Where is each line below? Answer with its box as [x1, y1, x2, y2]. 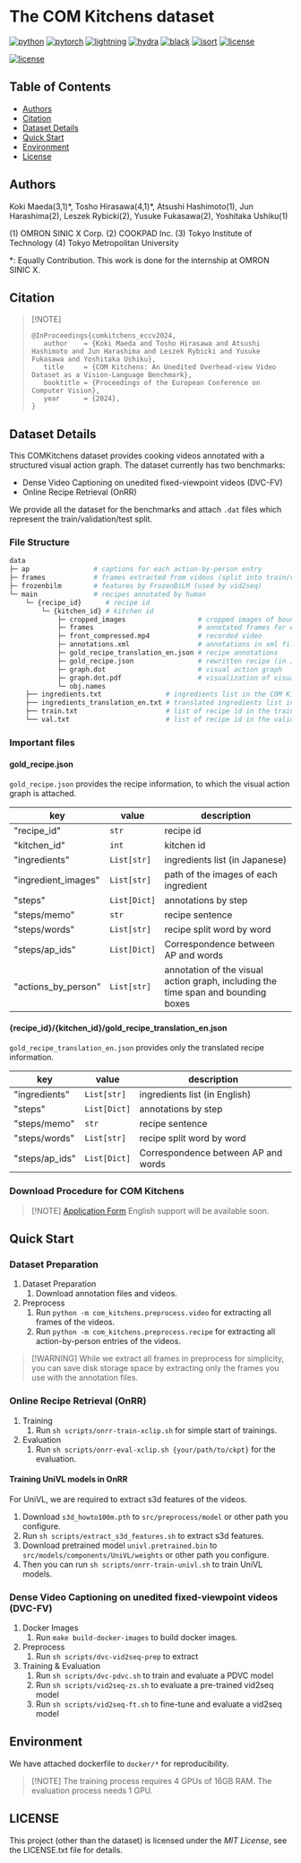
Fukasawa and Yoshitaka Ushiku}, [30, 355, 157, 365]
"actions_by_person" [13, 980, 101, 993]
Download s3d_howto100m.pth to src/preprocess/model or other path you [21, 1511, 288, 1522]
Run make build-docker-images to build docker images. [35, 1632, 238, 1643]
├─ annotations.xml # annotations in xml [56, 640, 279, 649]
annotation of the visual [164, 963, 263, 976]
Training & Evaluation [21, 1661, 101, 1672]
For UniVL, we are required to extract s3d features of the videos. [9, 1493, 248, 1505]
